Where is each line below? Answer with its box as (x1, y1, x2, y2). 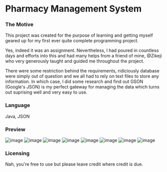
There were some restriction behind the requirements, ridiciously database (5, 68, 159, 74)
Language (5, 102, 31, 109)
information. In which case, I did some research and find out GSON (5, 78, 144, 84)
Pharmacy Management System (5, 3, 142, 15)
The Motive (5, 21, 34, 28)
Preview (5, 126, 26, 133)
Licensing (5, 150, 30, 156)
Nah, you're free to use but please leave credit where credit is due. (5, 161, 143, 167)
